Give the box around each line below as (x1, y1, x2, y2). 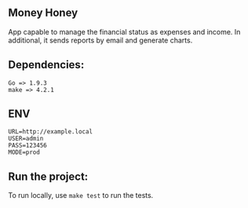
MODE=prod (8, 148, 41, 156)
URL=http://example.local (8, 128, 93, 136)
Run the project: (8, 170, 89, 183)
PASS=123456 (8, 141, 47, 150)
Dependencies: (8, 58, 85, 71)
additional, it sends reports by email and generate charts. (8, 35, 193, 45)
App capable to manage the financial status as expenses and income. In (8, 27, 241, 36)
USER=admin (8, 135, 44, 143)
